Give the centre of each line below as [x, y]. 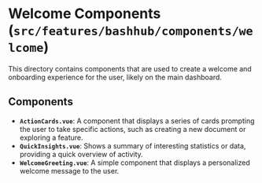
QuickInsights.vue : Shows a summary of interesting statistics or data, [133, 145]
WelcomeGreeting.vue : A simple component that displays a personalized [135, 163]
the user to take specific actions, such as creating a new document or [133, 129]
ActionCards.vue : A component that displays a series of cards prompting [137, 121]
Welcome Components [85, 14]
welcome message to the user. [69, 170]
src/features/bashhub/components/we [133, 32]
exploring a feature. [52, 137]
